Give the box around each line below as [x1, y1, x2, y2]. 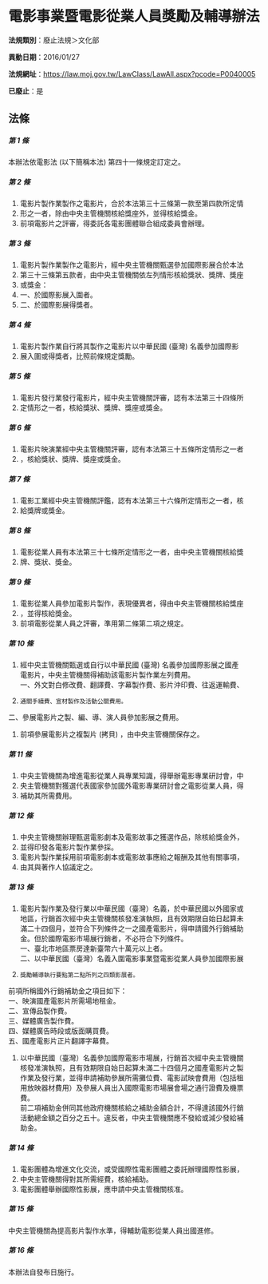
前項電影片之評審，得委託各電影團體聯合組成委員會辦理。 [19, 219, 209, 229]
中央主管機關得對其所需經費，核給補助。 [19, 1174, 153, 1183]
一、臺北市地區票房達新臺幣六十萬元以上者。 [19, 944, 167, 953]
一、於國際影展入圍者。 [19, 290, 97, 300]
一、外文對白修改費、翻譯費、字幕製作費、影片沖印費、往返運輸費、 [19, 680, 244, 690]
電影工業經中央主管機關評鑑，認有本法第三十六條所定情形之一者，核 [19, 496, 244, 506]
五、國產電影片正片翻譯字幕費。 [8, 1036, 113, 1045]
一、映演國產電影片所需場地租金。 [8, 996, 120, 1005]
